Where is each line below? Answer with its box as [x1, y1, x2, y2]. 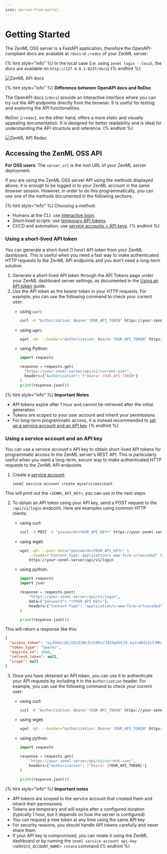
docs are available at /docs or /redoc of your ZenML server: [26, 50, 148, 56]
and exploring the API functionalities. [5, 105, 81, 111]
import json [19, 581, 45, 586]
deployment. [5, 168, 31, 174]
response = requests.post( [19, 590, 76, 595]
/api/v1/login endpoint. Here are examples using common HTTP [12, 505, 147, 511]
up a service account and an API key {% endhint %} [12, 423, 119, 428]
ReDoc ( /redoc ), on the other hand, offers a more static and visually [5, 114, 143, 120]
